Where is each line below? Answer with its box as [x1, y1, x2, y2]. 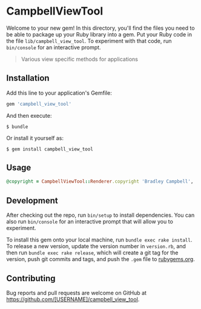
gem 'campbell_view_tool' [6, 101, 71, 107]
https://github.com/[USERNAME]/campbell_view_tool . [6, 296, 140, 303]
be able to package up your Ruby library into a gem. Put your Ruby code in [6, 30, 193, 38]
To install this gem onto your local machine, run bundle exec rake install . [6, 236, 193, 243]
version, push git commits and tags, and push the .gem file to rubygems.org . [6, 256, 196, 263]
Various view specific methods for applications [21, 55, 138, 63]
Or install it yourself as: [6, 134, 64, 141]
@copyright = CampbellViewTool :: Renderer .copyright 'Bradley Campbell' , [6, 178, 194, 185]
